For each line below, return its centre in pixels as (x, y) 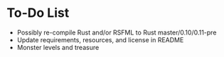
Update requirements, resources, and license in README (100, 39)
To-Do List (38, 13)
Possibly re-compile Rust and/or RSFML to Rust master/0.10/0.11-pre (117, 32)
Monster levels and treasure (58, 47)
